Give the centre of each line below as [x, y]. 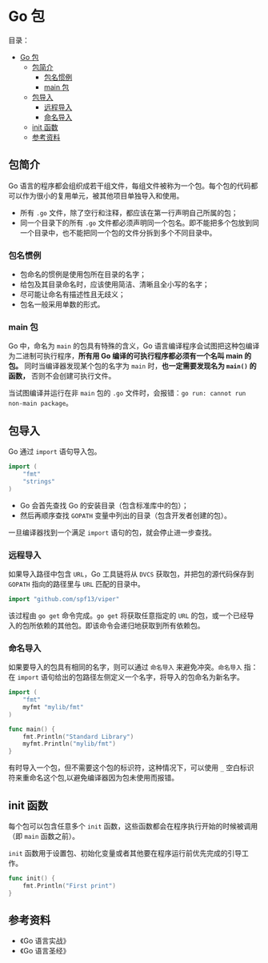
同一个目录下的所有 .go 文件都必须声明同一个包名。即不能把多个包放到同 [140, 223]
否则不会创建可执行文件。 [73, 376]
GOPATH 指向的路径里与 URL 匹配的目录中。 [77, 584]
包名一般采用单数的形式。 [62, 304]
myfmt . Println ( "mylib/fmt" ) [69, 744]
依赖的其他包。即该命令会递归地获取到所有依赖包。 [120, 625]
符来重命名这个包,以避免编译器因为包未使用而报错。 [94, 778]
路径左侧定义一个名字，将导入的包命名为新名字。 [163, 677]
